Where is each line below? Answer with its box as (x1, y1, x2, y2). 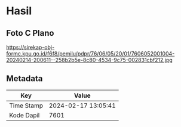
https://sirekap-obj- (6, 44, 55, 51)
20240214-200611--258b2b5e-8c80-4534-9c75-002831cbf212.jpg (6, 57, 173, 63)
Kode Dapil (9, 111, 40, 119)
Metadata (6, 73, 43, 84)
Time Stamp (9, 101, 44, 110)
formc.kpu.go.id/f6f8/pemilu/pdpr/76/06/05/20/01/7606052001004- (6, 50, 175, 57)
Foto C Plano (6, 28, 54, 38)
